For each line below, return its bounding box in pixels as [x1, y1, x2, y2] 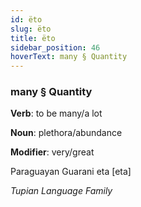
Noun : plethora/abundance [10, 127, 123, 139]
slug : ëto [10, 24, 52, 34]
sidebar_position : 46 [10, 42, 101, 53]
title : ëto [10, 33, 56, 43]
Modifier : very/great [10, 146, 95, 158]
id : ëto [10, 14, 43, 25]
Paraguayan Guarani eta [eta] [10, 166, 132, 178]
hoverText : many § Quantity [10, 52, 128, 62]
